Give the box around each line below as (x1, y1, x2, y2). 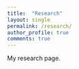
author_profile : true (7, 29, 69, 36)
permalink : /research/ (7, 23, 72, 29)
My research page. (7, 54, 60, 62)
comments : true (7, 36, 51, 42)
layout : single (7, 16, 51, 23)
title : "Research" (7, 10, 63, 17)
